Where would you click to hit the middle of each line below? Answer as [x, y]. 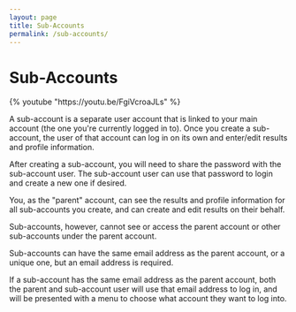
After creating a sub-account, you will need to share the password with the [145, 164]
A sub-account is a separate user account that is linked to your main [133, 119]
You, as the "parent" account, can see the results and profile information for [147, 201]
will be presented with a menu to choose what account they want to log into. [148, 299]
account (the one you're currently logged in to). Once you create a [130, 128]
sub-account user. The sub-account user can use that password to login [141, 174]
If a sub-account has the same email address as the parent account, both [143, 280]
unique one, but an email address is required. [91, 263]
